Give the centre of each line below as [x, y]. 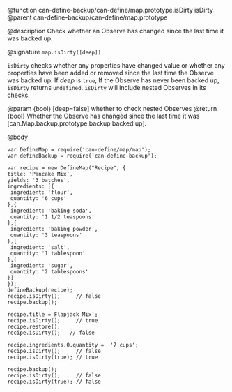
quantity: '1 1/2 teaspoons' [53, 217]
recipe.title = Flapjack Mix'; [53, 315]
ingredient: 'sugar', [41, 266]
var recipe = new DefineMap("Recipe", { [67, 168]
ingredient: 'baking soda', [51, 211]
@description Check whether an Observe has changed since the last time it [116, 31]
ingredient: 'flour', [41, 193]
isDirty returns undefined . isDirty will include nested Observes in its [107, 88]
